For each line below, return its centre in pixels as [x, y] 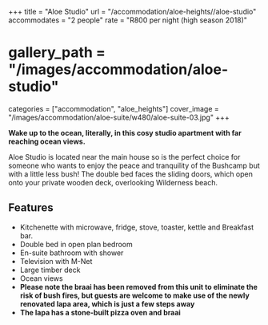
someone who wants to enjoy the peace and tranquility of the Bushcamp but [134, 165]
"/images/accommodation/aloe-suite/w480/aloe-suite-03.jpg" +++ [119, 117]
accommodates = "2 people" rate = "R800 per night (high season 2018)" [128, 20]
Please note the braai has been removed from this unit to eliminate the [139, 286]
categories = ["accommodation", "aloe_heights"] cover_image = [114, 108]
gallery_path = [57, 53]
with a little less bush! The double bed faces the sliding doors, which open [131, 174]
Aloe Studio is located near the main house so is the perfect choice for [124, 156]
